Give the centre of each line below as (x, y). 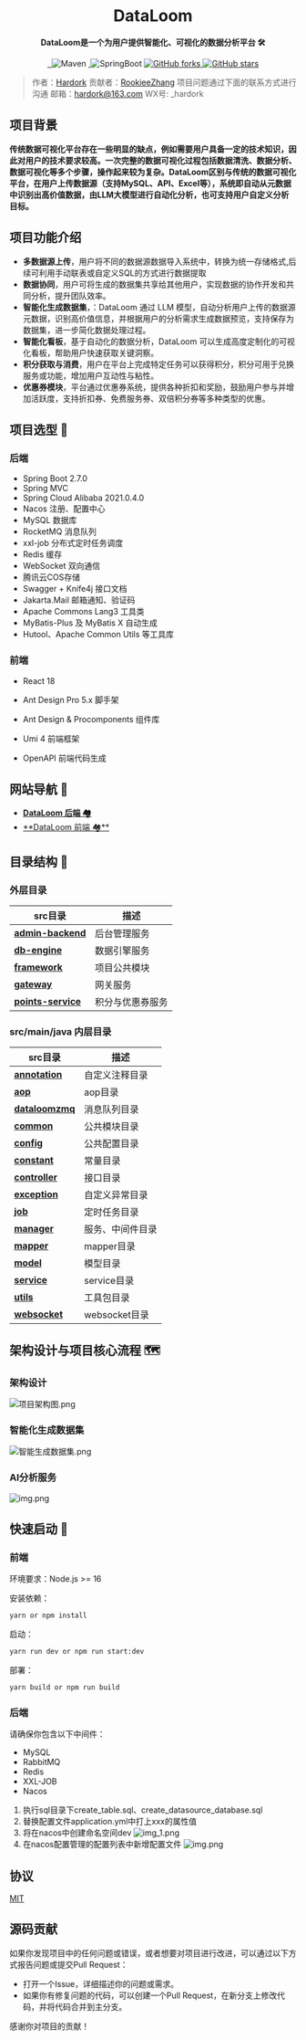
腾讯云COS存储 (51, 577)
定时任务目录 (112, 1213)
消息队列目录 (112, 1109)
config (29, 1143)
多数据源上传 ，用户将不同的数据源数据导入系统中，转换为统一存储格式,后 (159, 261)
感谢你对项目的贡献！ (49, 2026)
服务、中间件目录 (121, 1229)
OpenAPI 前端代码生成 (64, 758)
